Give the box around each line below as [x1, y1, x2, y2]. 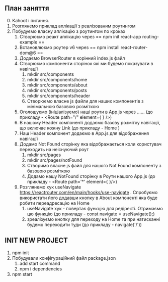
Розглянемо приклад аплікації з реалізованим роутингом [12, 23, 136, 29]
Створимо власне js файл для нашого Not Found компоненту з [27, 162, 161, 168]
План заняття [5, 4, 49, 13]
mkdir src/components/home [27, 76, 88, 82]
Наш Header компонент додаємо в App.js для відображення [19, 130, 149, 136]
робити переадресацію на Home [19, 200, 90, 206]
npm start [12, 271, 32, 277]
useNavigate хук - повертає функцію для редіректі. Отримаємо [27, 205, 163, 211]
